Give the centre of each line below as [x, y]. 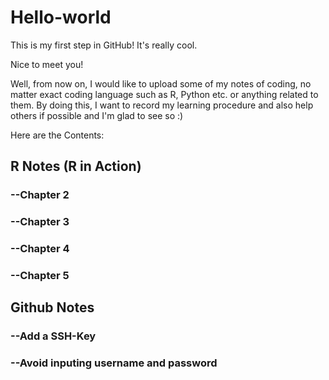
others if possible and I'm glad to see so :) [97, 115]
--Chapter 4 [40, 249]
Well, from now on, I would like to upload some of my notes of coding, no [161, 83]
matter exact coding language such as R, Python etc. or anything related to [164, 94]
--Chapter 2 [40, 195]
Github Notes [52, 307]
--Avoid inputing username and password [114, 363]
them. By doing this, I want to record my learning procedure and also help [162, 105]
